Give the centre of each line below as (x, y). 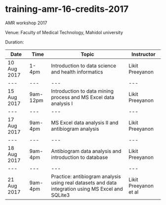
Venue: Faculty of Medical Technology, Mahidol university (64, 32)
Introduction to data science (84, 65)
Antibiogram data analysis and (86, 151)
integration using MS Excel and (87, 189)
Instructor (144, 54)
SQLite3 (61, 195)
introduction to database (80, 157)
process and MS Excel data (83, 97)
